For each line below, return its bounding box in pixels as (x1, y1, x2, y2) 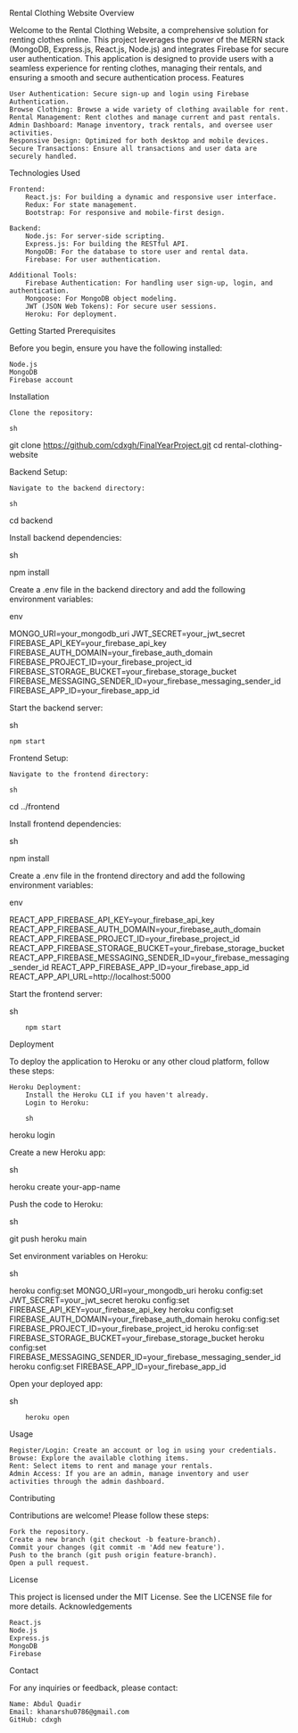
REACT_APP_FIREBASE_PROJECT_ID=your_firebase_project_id (9, 933, 240, 944)
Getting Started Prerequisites (9, 326, 116, 336)
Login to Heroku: (25, 1099, 90, 1107)
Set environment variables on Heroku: (9, 1251, 149, 1261)
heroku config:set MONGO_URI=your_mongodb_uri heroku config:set (9, 1285, 263, 1296)
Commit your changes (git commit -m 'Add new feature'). (9, 1543, 226, 1552)
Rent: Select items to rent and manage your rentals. (9, 1462, 214, 1471)
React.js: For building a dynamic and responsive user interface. (25, 193, 277, 202)
